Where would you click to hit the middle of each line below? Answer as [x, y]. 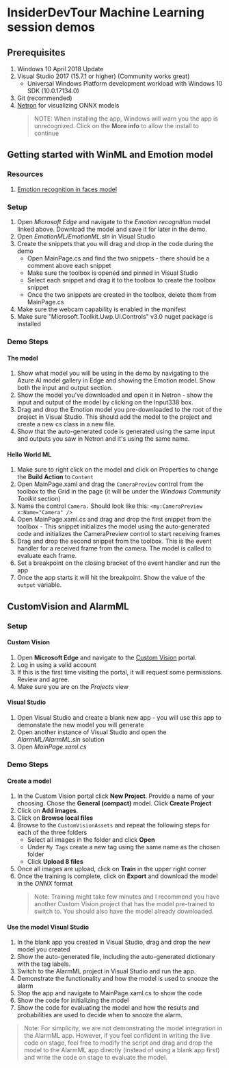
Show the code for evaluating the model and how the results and [108, 1008]
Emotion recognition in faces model [67, 189]
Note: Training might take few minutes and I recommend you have [127, 897]
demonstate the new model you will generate [80, 725]
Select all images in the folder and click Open [91, 840]
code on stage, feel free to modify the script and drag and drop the [118, 1043]
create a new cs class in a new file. [66, 424]
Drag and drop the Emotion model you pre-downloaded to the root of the [119, 410]
